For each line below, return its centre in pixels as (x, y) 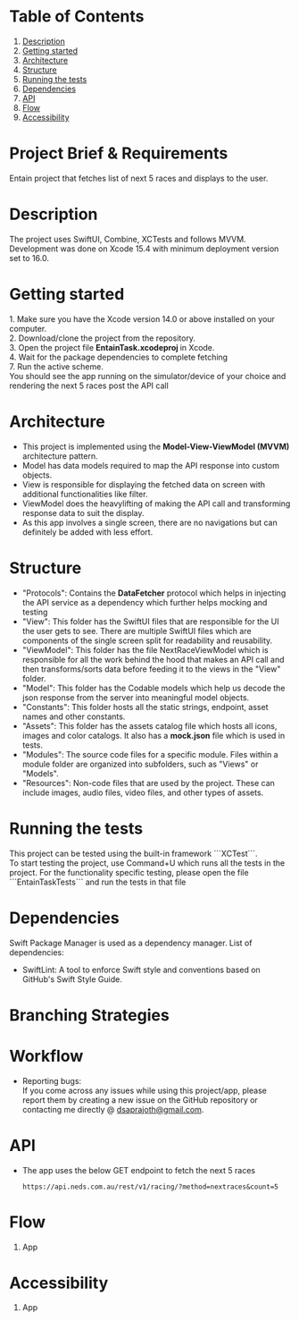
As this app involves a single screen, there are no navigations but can (150, 522)
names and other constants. (74, 716)
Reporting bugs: (52, 1080)
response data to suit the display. (83, 512)
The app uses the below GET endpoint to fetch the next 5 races (139, 1170)
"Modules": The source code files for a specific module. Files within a (150, 754)
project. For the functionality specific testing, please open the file (129, 872)
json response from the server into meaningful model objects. (136, 697)
